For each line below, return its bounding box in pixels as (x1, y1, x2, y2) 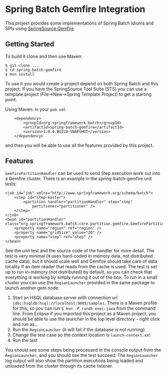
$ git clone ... (5, 63, 39, 68)
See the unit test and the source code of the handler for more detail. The (5, 247, 154, 254)
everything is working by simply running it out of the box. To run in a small (5, 274, 157, 280)
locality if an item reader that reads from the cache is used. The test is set (5, 263, 157, 269)
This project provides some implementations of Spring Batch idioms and (5, 20, 154, 26)
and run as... (12, 321, 38, 327)
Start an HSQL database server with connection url (12, 294, 117, 300)
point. (5, 96, 17, 102)
